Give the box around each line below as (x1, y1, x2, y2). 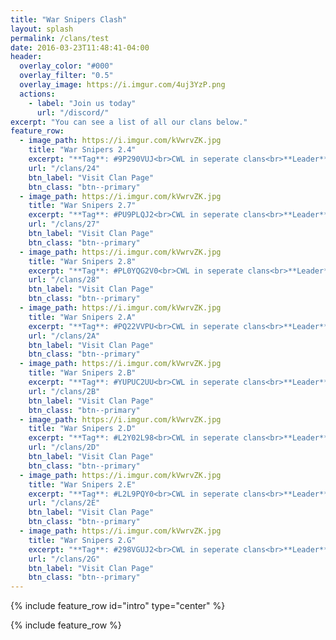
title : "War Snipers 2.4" (28, 145, 137, 155)
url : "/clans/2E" (28, 498, 101, 508)
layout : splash (10, 24, 74, 34)
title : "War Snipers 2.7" (28, 201, 137, 211)
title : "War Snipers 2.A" (28, 312, 137, 322)
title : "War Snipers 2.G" (28, 535, 137, 545)
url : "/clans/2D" (28, 442, 101, 453)
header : (10, 52, 43, 62)
